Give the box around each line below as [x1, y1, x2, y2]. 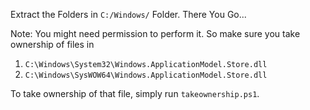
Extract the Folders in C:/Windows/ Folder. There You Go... [10, 9, 247, 20]
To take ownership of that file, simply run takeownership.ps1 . [10, 88, 260, 99]
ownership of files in [10, 39, 95, 50]
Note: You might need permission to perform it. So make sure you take [10, 28, 301, 39]
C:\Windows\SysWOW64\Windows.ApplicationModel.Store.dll [24, 70, 268, 80]
